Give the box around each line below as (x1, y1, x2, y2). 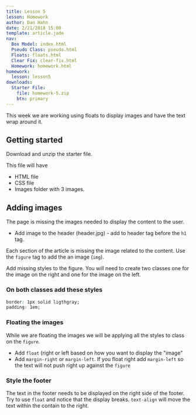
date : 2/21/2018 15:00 (6, 25, 61, 31)
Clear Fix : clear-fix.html (11, 57, 77, 63)
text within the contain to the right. (6, 402, 89, 409)
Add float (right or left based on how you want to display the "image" (14, 349, 183, 356)
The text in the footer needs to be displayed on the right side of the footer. (6, 389, 185, 396)
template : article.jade (6, 30, 64, 36)
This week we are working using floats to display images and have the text (6, 112, 186, 119)
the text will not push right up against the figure (14, 362, 130, 369)
